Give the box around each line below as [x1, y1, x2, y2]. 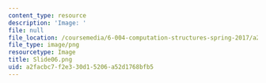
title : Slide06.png [8, 56, 73, 64]
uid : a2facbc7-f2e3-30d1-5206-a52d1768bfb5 [8, 63, 154, 71]
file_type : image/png [8, 41, 80, 49]
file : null [8, 26, 44, 34]
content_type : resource [8, 11, 87, 20]
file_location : [8, 33, 59, 42]
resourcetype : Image [8, 48, 77, 56]
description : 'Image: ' [8, 19, 87, 27]
